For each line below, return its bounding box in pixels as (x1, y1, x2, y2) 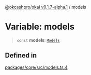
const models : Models (16, 37, 60, 43)
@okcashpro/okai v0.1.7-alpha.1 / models (5, 4, 86, 10)
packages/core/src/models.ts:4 (5, 64, 68, 70)
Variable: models (5, 21, 75, 32)
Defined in (5, 51, 37, 60)
